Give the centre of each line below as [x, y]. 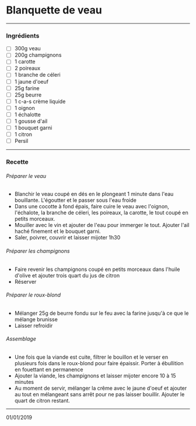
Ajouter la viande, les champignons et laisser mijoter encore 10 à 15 [95, 376]
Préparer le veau [26, 176]
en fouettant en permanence [49, 369]
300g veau [27, 49]
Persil [21, 141]
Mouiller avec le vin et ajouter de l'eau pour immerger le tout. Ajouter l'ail [102, 225]
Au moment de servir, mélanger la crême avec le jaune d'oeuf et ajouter [101, 388]
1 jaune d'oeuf [31, 81]
